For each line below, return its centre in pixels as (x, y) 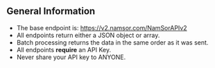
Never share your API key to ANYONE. (71, 57)
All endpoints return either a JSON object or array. (88, 35)
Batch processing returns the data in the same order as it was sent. (112, 42)
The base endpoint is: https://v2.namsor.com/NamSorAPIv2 (102, 27)
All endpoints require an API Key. (64, 49)
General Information (51, 11)
